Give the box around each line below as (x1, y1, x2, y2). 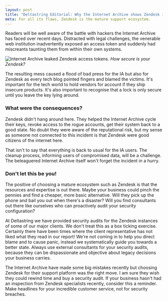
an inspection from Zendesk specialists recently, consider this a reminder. (5, 280, 157, 286)
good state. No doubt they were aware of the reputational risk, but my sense (5, 126, 162, 132)
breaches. (5, 291, 26, 297)
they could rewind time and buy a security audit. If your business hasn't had (5, 275, 161, 281)
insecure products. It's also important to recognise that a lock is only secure (5, 87, 161, 93)
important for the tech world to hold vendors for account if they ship (5, 81, 145, 87)
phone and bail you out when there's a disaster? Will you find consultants (5, 197, 156, 203)
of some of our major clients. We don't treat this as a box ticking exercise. (5, 223, 157, 229)
